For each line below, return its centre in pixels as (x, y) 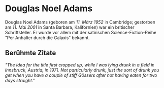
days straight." (20, 80)
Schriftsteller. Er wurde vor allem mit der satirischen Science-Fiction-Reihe (81, 32)
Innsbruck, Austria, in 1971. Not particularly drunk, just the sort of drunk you (82, 70)
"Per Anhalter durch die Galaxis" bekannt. (48, 38)
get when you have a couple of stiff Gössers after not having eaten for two (81, 75)
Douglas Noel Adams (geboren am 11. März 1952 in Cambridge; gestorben (80, 22)
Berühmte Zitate (31, 53)
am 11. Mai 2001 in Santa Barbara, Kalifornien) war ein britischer (70, 27)
